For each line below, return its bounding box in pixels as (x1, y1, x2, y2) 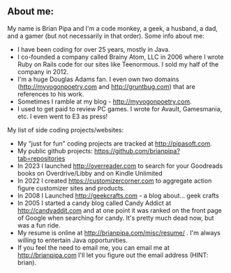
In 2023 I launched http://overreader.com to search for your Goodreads (17, 161, 223, 170)
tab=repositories (17, 154, 66, 162)
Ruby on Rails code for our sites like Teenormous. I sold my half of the (17, 59, 219, 69)
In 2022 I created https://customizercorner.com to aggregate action (17, 176, 212, 185)
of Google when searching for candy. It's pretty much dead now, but (17, 213, 214, 222)
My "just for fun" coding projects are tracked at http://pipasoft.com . (17, 139, 213, 148)
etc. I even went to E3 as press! (17, 112, 108, 120)
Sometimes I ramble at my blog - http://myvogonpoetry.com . (17, 97, 192, 106)
